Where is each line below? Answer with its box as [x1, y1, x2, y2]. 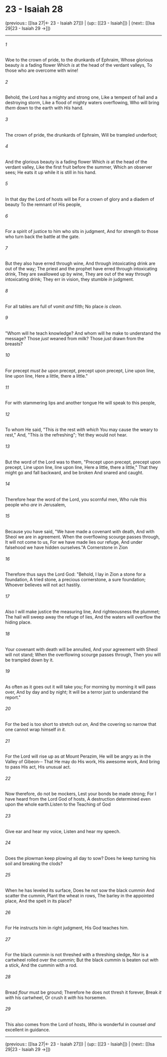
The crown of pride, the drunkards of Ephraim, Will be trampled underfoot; [5, 132, 158, 138]
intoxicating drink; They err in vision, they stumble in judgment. [5, 276, 134, 282]
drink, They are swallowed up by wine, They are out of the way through [5, 271, 151, 277]
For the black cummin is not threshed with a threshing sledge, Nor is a [5, 952, 149, 958]
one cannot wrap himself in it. [5, 727, 66, 732]
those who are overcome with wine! [5, 67, 79, 73]
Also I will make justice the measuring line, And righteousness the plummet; [5, 609, 160, 615]
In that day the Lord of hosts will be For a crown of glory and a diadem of [5, 196, 155, 202]
